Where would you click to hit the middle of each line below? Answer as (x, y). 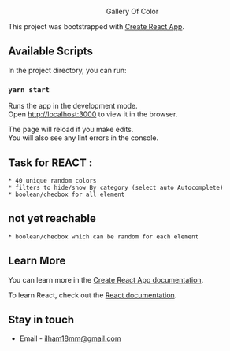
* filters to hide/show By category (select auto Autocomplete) (116, 187)
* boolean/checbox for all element (67, 194)
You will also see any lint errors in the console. (83, 138)
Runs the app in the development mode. (73, 106)
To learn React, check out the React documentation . (93, 295)
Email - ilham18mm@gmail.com (70, 338)
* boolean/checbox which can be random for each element (104, 236)
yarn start (29, 89)
